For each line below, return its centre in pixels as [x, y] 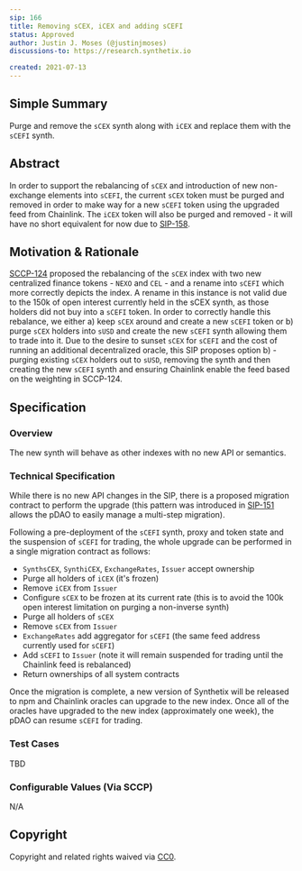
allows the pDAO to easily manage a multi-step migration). [117, 515]
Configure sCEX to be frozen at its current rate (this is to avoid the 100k [153, 598]
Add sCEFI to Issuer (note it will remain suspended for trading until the [153, 656]
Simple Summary [59, 104]
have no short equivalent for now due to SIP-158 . [100, 224]
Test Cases [35, 744]
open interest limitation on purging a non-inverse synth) [126, 607]
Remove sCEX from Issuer [70, 627]
